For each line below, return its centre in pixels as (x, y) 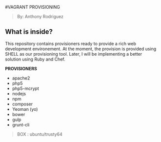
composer (22, 104)
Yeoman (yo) (25, 109)
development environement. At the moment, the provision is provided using (81, 49)
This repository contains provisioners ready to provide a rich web (71, 43)
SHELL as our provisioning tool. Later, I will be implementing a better (74, 54)
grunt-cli (21, 124)
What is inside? (29, 32)
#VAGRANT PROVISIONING (32, 7)
